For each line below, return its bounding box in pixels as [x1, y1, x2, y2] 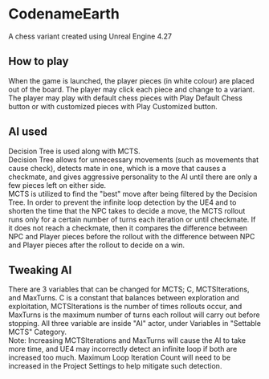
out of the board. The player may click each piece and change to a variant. [8, 84, 255, 94]
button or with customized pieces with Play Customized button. [8, 101, 218, 111]
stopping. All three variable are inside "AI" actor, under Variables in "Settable [8, 319, 261, 328]
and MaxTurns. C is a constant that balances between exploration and [8, 293, 239, 303]
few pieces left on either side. [8, 180, 107, 189]
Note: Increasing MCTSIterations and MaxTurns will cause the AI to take [8, 336, 247, 345]
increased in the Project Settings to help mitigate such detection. [8, 361, 222, 371]
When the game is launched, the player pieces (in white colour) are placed [8, 75, 255, 85]
